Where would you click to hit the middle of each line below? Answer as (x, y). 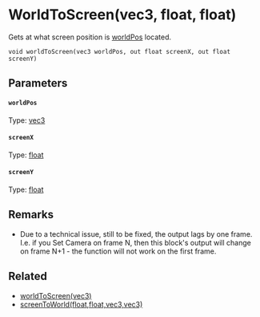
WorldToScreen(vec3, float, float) (122, 15)
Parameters (38, 83)
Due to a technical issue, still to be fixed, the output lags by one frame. (136, 234)
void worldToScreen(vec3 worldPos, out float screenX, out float (119, 51)
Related (28, 276)
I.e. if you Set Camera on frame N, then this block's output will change (136, 242)
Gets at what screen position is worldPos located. (90, 37)
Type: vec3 (27, 120)
